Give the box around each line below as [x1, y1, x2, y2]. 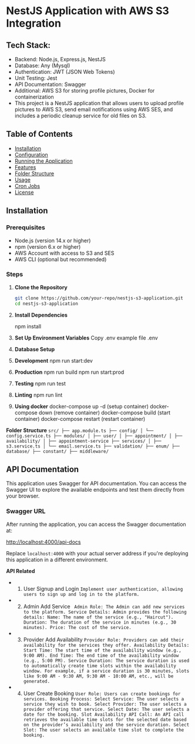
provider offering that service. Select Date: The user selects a [23, 706, 190, 712]
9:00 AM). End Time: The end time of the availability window [23, 653, 179, 659]
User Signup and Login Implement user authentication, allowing [23, 585, 183, 592]
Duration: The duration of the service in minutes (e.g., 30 [23, 619, 176, 626]
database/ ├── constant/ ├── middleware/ [6, 448, 109, 455]
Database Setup [14, 345, 55, 353]
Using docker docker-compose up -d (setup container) [14, 403, 149, 410]
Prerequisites [6, 223, 45, 232]
